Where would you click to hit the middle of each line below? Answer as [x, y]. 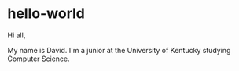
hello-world [46, 14]
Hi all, [17, 35]
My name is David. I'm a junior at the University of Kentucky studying [119, 50]
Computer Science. [39, 59]
